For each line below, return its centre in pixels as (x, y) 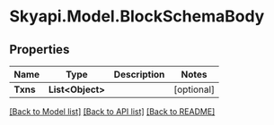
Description (139, 75)
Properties (40, 50)
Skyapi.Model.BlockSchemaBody (137, 17)
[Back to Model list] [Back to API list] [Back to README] (112, 112)
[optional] (194, 89)
